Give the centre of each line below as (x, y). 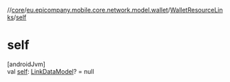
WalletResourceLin (196, 10)
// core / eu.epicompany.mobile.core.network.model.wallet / (89, 10)
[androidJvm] (27, 64)
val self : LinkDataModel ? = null (51, 71)
